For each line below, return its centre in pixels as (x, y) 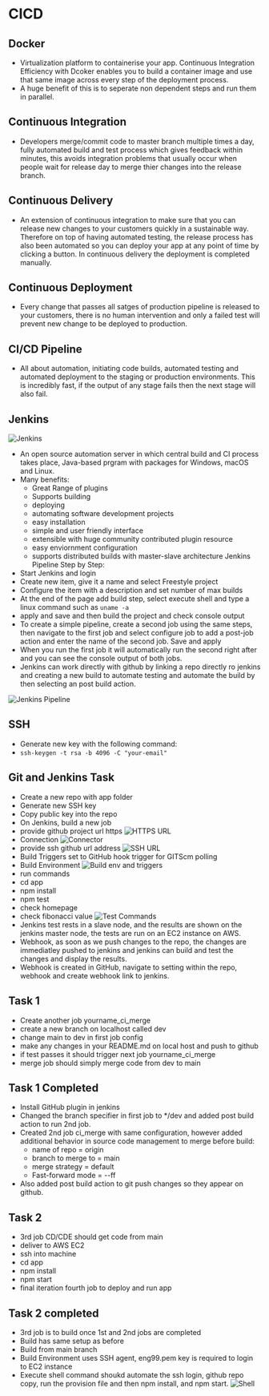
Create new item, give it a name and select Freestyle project (119, 582)
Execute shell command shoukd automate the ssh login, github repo (132, 1374)
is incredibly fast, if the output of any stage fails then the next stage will (138, 385)
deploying (48, 505)
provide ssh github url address (70, 848)
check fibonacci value (56, 916)
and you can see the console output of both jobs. (101, 659)
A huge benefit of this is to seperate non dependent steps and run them (138, 88)
